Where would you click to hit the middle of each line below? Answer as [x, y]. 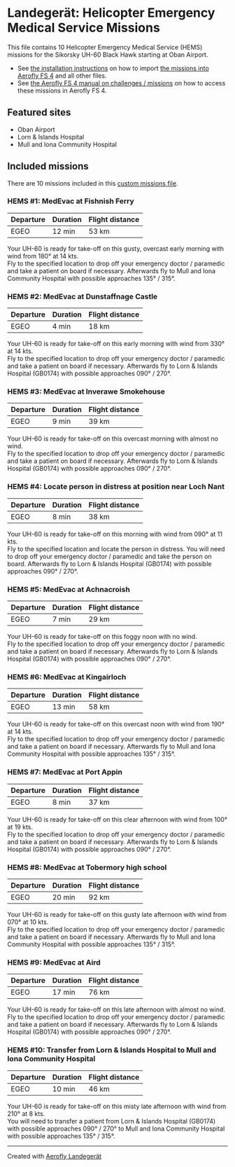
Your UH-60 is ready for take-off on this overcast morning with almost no [113, 439]
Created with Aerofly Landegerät [55, 1156]
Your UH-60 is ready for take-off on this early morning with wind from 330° [116, 344]
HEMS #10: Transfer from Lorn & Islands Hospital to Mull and [112, 1050]
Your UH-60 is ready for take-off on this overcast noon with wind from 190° [116, 724]
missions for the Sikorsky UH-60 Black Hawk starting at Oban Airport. [108, 55]
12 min [64, 231]
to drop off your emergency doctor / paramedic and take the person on [109, 556]
